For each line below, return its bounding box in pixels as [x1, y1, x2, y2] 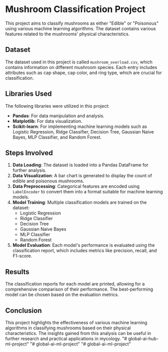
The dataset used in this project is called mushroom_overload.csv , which [5, 59, 152, 65]
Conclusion [5, 306, 42, 315]
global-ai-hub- [128, 336, 159, 341]
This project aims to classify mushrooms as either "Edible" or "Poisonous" [5, 20, 159, 26]
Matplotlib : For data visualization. [12, 118, 82, 124]
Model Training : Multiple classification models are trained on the [12, 199, 147, 205]
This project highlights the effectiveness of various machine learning [5, 320, 147, 325]
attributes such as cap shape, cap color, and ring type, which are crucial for [5, 69, 162, 76]
